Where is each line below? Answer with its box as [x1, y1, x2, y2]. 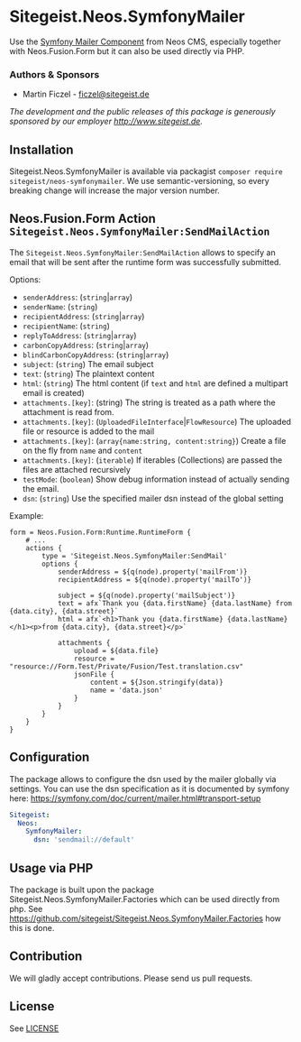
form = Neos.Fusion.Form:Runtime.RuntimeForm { [9, 528, 192, 537]
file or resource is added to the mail [22, 426, 155, 437]
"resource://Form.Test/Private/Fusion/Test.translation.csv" [9, 661, 244, 671]
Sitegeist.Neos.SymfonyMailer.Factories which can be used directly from [9, 893, 280, 904]
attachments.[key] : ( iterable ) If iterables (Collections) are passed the [22, 454, 283, 466]
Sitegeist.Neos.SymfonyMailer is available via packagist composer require [9, 166, 283, 177]
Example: [9, 510, 44, 521]
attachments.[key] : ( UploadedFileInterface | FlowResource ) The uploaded [22, 416, 291, 427]
